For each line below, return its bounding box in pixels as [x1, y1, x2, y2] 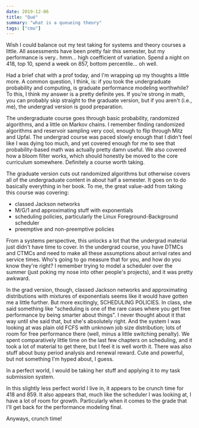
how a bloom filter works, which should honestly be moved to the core [6, 152, 178, 160]
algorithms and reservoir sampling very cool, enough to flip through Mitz [6, 127, 183, 134]
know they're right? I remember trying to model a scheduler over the [6, 262, 173, 269]
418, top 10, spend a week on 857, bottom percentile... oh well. [6, 60, 158, 67]
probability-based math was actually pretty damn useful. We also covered [6, 146, 187, 153]
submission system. [6, 374, 55, 381]
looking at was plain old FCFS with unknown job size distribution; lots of [6, 324, 182, 332]
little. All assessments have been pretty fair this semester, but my [6, 48, 165, 55]
